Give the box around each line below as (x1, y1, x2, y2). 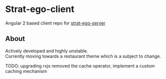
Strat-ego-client (5, 3, 74, 15)
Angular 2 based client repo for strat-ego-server (5, 20, 106, 26)
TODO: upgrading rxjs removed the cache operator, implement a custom (5, 62, 155, 68)
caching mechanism (5, 68, 47, 74)
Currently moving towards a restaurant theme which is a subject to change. (5, 53, 161, 59)
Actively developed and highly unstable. (5, 47, 88, 53)
